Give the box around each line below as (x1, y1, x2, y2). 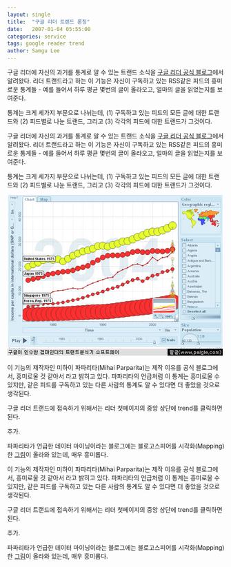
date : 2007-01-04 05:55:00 (7, 25, 91, 32)
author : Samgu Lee (7, 48, 60, 54)
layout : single (7, 11, 51, 18)
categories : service (7, 33, 67, 40)
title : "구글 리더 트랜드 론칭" (7, 18, 90, 25)
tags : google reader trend (7, 40, 85, 48)
